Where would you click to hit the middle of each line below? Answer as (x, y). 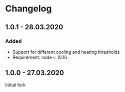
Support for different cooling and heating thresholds (66, 52)
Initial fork (15, 85)
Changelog (28, 9)
